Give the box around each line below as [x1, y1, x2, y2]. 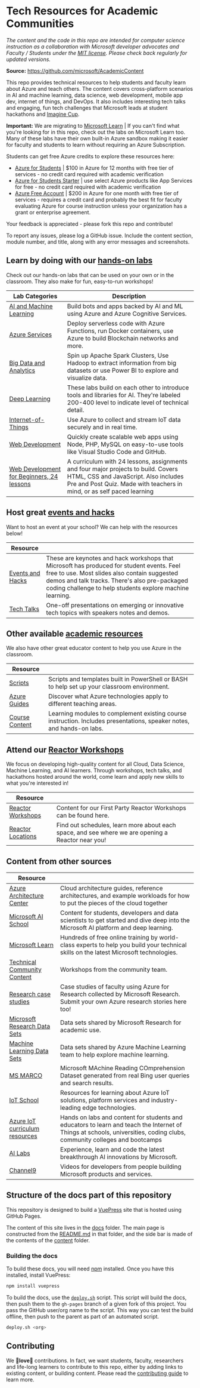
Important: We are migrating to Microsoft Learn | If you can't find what [6, 122, 180, 129]
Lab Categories [12, 291, 58, 300]
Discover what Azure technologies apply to [48, 692, 168, 701]
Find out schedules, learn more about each [56, 821, 176, 830]
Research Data [9, 1022, 51, 1030]
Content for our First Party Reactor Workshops [56, 804, 186, 812]
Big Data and [9, 358, 45, 367]
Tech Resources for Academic [6, 4, 158, 18]
